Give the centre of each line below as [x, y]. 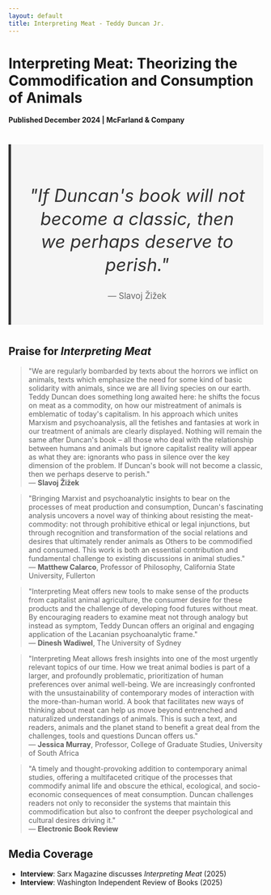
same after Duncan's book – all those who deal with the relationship [141, 439]
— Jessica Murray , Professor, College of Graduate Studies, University [145, 744]
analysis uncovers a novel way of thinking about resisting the [130, 515]
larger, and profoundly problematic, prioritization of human [126, 675]
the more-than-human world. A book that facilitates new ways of [136, 701]
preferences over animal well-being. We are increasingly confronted [142, 684]
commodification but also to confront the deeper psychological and [140, 811]
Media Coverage [51, 854]
